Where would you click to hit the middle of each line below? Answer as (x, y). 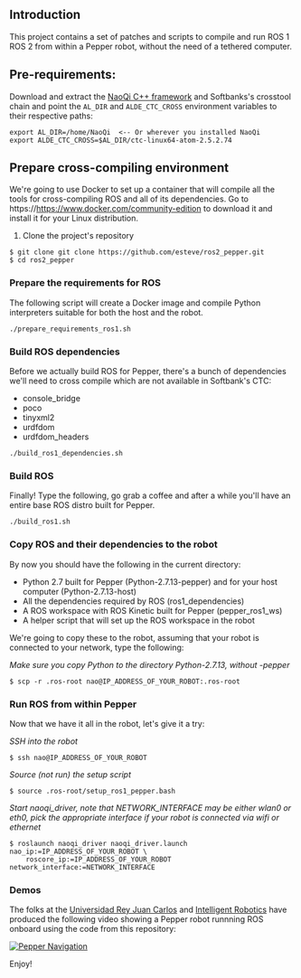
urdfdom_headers (56, 437)
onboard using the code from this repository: (93, 929)
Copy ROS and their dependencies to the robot (114, 544)
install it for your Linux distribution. (74, 218)
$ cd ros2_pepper (42, 260)
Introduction (45, 15)
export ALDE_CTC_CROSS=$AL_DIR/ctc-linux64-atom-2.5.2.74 (121, 140)
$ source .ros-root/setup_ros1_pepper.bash (93, 791)
